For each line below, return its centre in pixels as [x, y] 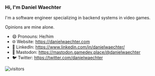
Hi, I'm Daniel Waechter [33, 7]
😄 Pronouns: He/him [33, 37]
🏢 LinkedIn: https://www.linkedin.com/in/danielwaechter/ [68, 47]
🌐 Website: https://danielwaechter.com [51, 42]
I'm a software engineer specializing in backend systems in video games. [78, 18]
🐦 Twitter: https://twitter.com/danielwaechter [57, 58]
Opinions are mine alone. [30, 27]
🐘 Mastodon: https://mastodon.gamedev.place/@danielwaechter [76, 52]
